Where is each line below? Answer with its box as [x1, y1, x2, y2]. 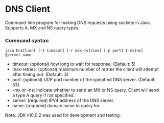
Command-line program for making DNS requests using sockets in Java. [5, 20, 151, 25]
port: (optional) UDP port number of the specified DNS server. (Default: [12, 77, 156, 83]
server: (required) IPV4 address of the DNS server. [12, 98, 115, 103]
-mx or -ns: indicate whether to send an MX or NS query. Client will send [12, 87, 159, 93]
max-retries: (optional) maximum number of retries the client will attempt [12, 66, 159, 72]
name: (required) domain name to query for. [12, 103, 101, 109]
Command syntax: [5, 37, 50, 44]
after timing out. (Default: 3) [12, 72, 69, 77]
